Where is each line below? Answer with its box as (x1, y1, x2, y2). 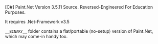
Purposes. (5, 9, 26, 15)
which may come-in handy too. (5, 34, 68, 39)
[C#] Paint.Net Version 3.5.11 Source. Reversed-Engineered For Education (5, 4, 153, 10)
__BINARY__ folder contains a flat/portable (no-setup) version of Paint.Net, (5, 28, 153, 34)
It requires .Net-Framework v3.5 (5, 19, 70, 24)
